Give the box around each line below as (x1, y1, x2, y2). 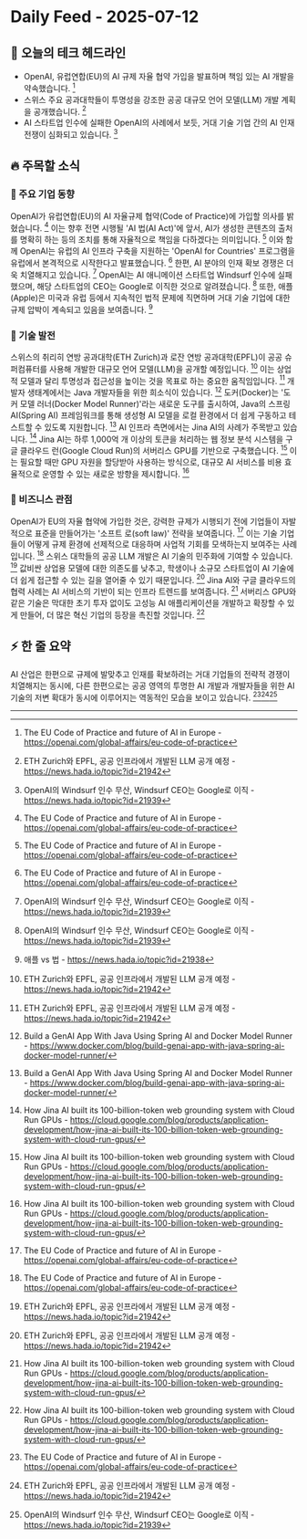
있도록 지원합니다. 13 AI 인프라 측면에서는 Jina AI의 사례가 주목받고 (44, 420, 281, 433)
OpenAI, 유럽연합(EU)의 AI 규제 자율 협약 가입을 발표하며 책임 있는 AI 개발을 (23, 71, 295, 81)
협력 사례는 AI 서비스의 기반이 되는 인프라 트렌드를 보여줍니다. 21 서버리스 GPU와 (10, 584, 297, 597)
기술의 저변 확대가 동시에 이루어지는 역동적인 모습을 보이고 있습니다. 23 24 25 (10, 690, 278, 703)
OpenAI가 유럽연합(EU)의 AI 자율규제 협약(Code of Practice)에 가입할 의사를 (10, 210, 285, 221)
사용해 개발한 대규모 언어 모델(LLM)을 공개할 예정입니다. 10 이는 (49, 361, 275, 374)
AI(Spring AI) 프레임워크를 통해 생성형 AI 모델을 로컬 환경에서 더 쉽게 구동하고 (10, 409, 287, 421)
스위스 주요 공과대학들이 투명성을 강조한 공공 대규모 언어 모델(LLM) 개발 (23, 94, 280, 105)
